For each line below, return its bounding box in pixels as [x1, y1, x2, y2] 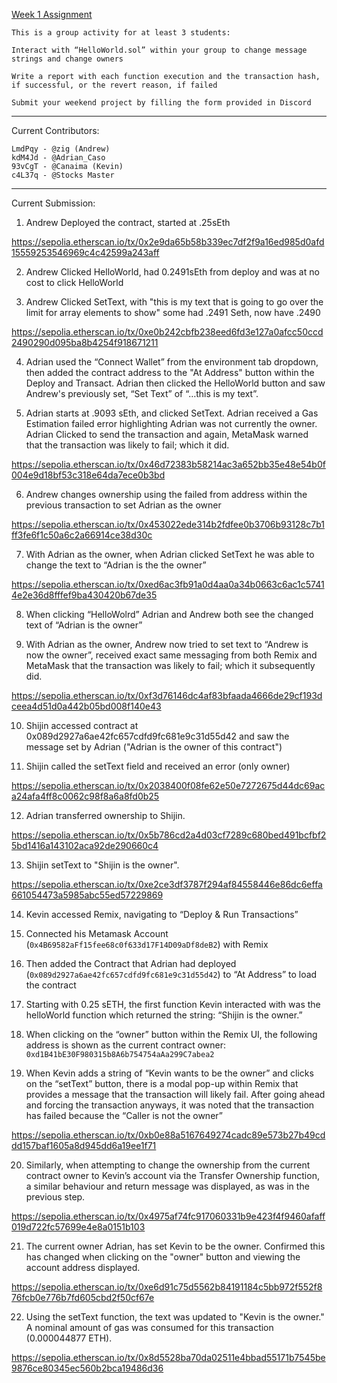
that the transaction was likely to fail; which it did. [25, 439, 230, 451]
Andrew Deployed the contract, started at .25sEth [25, 217, 231, 228]
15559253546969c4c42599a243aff [11, 247, 160, 258]
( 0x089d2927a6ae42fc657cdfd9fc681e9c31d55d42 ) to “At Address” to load [25, 969, 318, 980]
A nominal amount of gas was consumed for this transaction [25, 1322, 274, 1333]
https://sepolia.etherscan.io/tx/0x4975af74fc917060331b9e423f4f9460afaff [11, 1210, 326, 1222]
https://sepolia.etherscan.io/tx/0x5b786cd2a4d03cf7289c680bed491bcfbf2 [11, 829, 327, 841]
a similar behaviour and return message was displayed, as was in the [25, 1180, 310, 1192]
